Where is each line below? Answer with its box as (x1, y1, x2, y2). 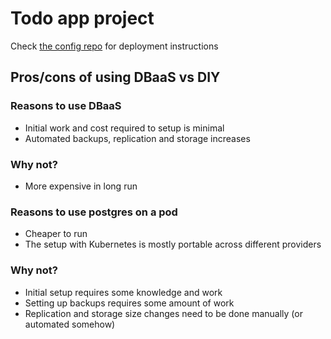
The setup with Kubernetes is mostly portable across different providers (24, 238, 322, 251)
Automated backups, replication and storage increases (24, 132, 251, 144)
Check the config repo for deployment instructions (10, 40, 219, 52)
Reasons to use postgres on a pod (10, 205, 178, 219)
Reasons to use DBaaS (10, 99, 122, 113)
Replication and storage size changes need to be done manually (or (24, 307, 303, 319)
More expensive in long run (24, 180, 138, 192)
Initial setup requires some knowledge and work (24, 286, 223, 298)
